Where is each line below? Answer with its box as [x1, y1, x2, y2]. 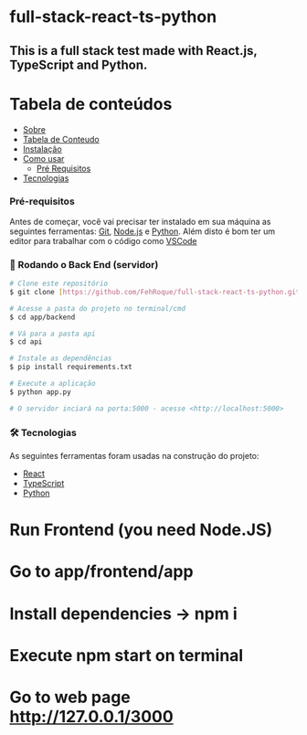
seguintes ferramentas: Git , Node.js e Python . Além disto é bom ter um [9, 226, 276, 237]
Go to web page [9, 687, 131, 708]
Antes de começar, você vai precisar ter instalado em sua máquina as [9, 216, 271, 227]
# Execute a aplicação [9, 379, 96, 389]
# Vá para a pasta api [9, 329, 96, 338]
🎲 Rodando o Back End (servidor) [9, 258, 159, 271]
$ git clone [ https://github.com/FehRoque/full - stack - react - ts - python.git [9, 287, 301, 296]
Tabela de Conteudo [22, 133, 101, 144]
